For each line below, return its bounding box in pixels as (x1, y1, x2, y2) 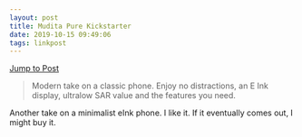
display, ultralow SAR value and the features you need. (31, 90, 236, 101)
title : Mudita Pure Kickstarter (9, 22, 132, 31)
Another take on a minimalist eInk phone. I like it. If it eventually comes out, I (9, 107, 293, 118)
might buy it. (9, 117, 56, 128)
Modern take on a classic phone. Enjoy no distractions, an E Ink (31, 80, 269, 91)
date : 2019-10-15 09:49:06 (9, 30, 112, 39)
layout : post (9, 13, 59, 23)
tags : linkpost (9, 38, 67, 48)
